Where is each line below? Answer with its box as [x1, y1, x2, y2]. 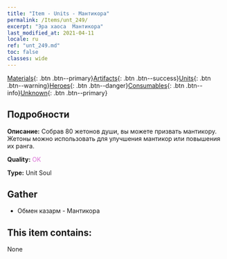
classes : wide [7, 55, 48, 62]
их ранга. [7, 142, 35, 150]
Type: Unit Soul [7, 169, 52, 177]
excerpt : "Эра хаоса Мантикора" [7, 23, 104, 30]
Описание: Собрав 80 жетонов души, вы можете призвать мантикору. [7, 127, 217, 135]
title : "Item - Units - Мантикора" [7, 10, 110, 17]
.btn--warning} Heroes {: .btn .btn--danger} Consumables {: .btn [7, 81, 185, 90]
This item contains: [7, 227, 92, 238]
